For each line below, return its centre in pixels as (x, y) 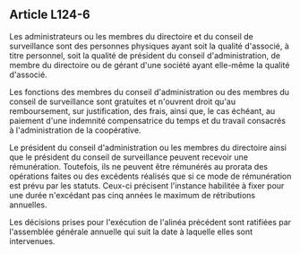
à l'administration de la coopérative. (75, 130)
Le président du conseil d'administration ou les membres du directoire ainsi (148, 147)
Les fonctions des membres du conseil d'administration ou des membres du (149, 92)
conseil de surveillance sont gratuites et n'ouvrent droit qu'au (122, 101)
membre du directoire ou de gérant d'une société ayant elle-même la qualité (150, 65)
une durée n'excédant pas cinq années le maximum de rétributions (133, 195)
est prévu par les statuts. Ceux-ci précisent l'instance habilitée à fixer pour (147, 185)
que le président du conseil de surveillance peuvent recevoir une (129, 157)
